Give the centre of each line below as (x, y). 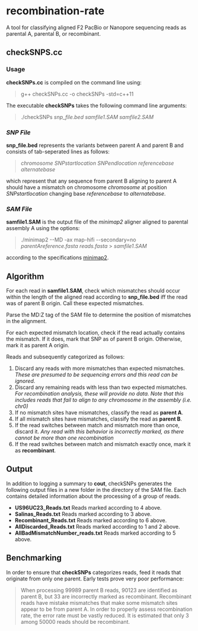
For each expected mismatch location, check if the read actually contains (95, 333)
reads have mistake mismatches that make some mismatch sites (99, 602)
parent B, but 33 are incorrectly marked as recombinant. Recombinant (106, 597)
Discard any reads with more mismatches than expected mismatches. (100, 368)
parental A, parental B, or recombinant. (53, 33)
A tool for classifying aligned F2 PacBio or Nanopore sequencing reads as (96, 27)
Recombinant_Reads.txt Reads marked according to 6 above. (91, 520)
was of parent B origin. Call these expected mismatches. (75, 303)
